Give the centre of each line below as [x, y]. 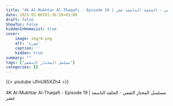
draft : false [20, 19]
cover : [13, 34]
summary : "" [18, 58]
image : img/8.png [34, 39]
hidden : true [29, 53]
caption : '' [28, 48]
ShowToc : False [22, 24]
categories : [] [22, 67]
